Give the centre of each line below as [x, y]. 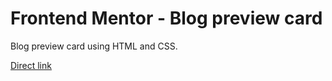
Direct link [31, 65]
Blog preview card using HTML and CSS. [94, 46]
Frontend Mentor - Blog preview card [166, 18]
